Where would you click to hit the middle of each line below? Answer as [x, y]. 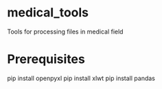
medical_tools [48, 13]
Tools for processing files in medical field [65, 31]
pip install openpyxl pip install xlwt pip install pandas [81, 78]
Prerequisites [46, 59]
